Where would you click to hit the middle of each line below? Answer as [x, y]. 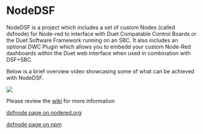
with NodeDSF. [25, 78]
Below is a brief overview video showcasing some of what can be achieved [100, 71]
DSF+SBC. [20, 59]
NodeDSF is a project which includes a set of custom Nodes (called [91, 27]
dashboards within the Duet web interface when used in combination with [98, 53]
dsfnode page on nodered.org [44, 112]
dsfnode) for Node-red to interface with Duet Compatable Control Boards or [101, 33]
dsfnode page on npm [34, 124]
